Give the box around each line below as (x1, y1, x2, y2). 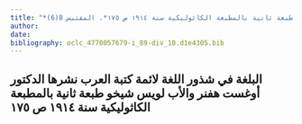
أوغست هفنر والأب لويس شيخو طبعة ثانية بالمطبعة (10, 85, 261, 101)
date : (10, 30, 31, 39)
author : (10, 22, 40, 31)
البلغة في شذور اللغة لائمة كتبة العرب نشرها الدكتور (10, 71, 262, 86)
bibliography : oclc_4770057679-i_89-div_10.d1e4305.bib (10, 38, 224, 48)
